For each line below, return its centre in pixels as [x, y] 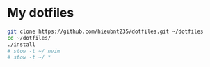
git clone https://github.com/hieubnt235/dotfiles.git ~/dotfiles [105, 31]
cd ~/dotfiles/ [29, 38]
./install [22, 44]
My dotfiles [41, 13]
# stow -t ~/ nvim [34, 51]
